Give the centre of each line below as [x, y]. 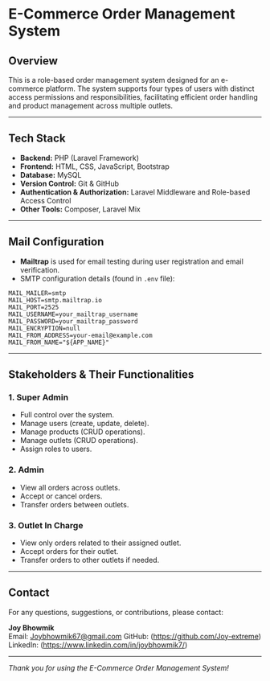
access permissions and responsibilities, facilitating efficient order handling [133, 97]
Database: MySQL [51, 174]
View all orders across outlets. [70, 487]
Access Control [45, 200]
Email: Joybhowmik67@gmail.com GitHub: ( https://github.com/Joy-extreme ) [135, 636]
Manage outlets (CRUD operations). [79, 441]
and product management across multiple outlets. [91, 106]
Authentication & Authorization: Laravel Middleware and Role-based [135, 192]
